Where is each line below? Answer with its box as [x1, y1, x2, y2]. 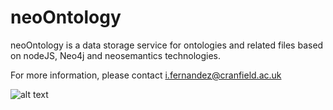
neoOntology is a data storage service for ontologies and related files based [10, 39, 324, 51]
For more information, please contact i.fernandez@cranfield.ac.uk [10, 69, 282, 81]
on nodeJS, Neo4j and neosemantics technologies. [10, 49, 222, 61]
